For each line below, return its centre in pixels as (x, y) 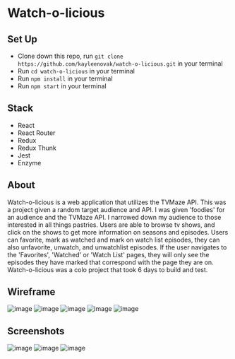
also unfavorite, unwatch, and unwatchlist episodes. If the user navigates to (117, 247)
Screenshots (36, 331)
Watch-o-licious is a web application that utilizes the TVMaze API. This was (117, 202)
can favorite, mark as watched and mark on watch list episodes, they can (114, 240)
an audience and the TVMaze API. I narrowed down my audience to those (114, 217)
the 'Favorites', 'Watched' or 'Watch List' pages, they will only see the (108, 254)
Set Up (22, 39)
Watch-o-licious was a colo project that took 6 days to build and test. (108, 269)
